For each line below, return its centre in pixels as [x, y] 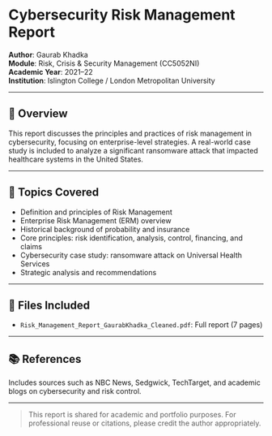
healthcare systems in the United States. [76, 159]
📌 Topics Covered [54, 192]
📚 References [45, 359]
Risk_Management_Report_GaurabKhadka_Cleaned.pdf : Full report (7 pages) [141, 325]
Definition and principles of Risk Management [96, 212]
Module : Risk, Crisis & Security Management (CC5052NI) [104, 63]
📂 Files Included [49, 305]
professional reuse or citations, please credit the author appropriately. [144, 423]
